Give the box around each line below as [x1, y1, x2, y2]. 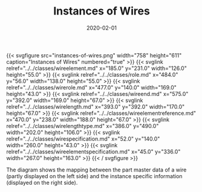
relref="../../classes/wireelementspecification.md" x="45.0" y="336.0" [6, 148, 181, 155]
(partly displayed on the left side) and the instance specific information [6, 172, 183, 179]
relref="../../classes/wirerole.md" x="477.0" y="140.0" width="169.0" [6, 83, 177, 91]
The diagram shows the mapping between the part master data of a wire [6, 166, 187, 173]
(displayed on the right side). [6, 179, 78, 186]
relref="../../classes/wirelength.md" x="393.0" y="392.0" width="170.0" [6, 103, 185, 110]
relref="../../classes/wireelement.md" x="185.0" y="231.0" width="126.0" [6, 65, 187, 72]
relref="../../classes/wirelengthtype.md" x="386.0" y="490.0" [6, 122, 159, 129]
